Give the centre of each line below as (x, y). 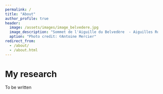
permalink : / (18, 9)
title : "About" (20, 14)
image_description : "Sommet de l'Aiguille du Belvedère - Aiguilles (81, 32)
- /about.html (24, 50)
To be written (18, 87)
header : (13, 23)
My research (31, 74)
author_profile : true (27, 18)
